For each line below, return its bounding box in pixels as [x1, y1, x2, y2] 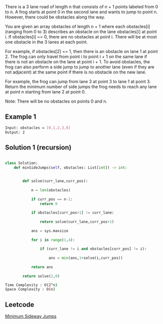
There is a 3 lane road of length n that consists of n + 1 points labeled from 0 [5, 4, 158, 10]
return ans [31, 265, 54, 270]
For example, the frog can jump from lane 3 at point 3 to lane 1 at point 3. [5, 79, 151, 85]
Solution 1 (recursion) [5, 144, 72, 152]
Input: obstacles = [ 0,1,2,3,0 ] [5, 126, 71, 130]
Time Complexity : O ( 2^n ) [5, 282, 57, 288]
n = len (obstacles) [31, 188, 71, 193]
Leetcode [5, 300, 35, 308]
